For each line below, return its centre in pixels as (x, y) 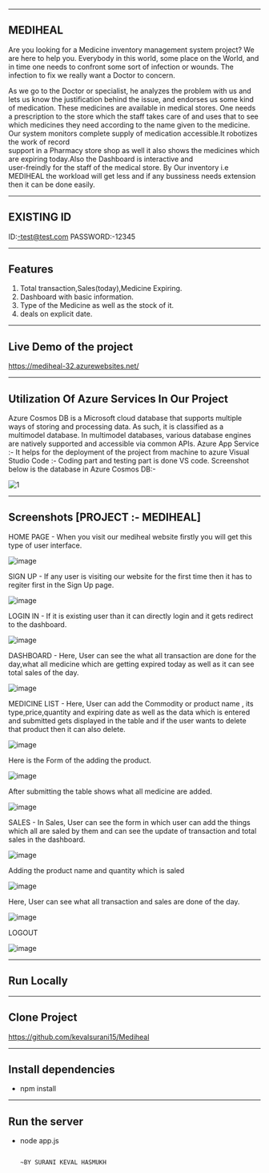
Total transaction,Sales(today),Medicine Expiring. (101, 289)
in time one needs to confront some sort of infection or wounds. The (121, 67)
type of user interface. (45, 545)
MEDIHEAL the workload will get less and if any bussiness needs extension (132, 176)
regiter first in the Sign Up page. (61, 584)
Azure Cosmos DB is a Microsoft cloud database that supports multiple (125, 419)
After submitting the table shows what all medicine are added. (110, 791)
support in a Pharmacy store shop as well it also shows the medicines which (134, 150)
